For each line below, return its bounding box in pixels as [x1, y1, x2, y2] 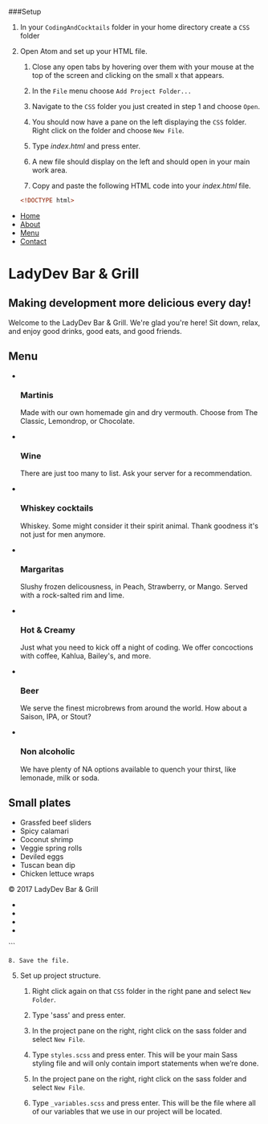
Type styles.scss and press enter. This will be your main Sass [31, 1049, 238, 1059]
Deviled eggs [19, 851, 64, 861]
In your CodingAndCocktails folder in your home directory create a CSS [19, 22, 250, 31]
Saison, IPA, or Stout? [19, 712, 91, 722]
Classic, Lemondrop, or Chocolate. [19, 416, 135, 426]
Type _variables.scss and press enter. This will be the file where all [31, 1098, 257, 1107]
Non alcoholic [19, 746, 75, 757]
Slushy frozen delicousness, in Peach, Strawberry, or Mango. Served [19, 581, 249, 591]
